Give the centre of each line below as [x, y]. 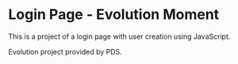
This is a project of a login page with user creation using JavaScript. [119, 36]
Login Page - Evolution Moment [114, 15]
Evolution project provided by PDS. [65, 51]
